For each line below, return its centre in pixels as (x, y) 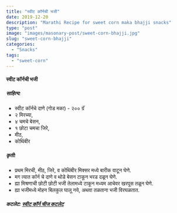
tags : (13, 55)
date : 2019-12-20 (27, 17)
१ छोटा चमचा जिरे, (32, 128)
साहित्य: (13, 93)
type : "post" (22, 28)
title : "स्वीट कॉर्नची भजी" (33, 11)
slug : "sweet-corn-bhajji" (39, 39)
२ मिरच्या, (24, 115)
